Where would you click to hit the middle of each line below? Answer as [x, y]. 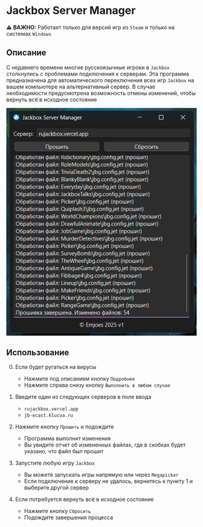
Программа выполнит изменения [67, 439]
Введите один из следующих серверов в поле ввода [83, 397]
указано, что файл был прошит [64, 451]
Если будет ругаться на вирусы [56, 367]
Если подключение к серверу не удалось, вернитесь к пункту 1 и [108, 481]
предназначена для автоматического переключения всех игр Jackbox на [100, 80]
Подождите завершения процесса [69, 517]
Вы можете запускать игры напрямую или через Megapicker [101, 475]
